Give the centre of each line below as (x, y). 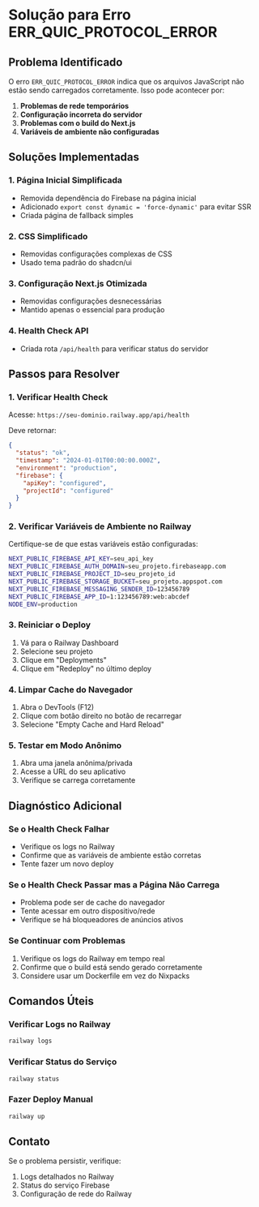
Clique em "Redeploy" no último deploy (86, 668)
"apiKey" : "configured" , (65, 483)
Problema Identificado (66, 62)
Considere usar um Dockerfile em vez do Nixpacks (105, 976)
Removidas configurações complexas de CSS (96, 254)
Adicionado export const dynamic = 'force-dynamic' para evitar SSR (136, 206)
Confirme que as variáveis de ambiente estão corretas (110, 855)
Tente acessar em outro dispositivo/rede (87, 911)
